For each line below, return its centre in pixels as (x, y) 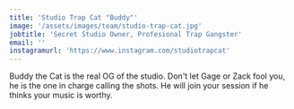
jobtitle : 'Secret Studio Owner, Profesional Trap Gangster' (126, 34)
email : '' (28, 42)
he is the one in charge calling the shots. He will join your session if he (139, 86)
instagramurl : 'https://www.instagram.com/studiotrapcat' (120, 51)
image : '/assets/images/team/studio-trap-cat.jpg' (106, 26)
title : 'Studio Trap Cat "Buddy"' (74, 17)
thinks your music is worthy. (61, 96)
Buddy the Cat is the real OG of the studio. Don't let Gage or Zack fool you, (147, 76)
